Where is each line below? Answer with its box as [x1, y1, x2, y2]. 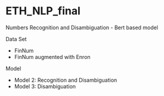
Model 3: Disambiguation [14, 82, 76, 90]
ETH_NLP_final [5, 4, 81, 18]
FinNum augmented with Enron [14, 53, 91, 60]
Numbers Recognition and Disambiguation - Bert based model [5, 24, 159, 31]
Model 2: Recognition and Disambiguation [14, 76, 117, 83]
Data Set [5, 35, 27, 42]
